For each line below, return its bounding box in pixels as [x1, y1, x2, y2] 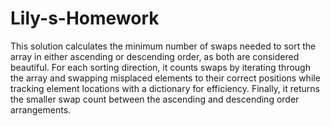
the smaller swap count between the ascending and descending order [10, 93, 300, 105]
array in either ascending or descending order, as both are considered [10, 50, 300, 62]
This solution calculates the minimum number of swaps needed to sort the [10, 40, 317, 52]
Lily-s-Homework [10, 7, 160, 30]
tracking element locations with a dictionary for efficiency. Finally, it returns [10, 82, 320, 94]
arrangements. [10, 103, 72, 116]
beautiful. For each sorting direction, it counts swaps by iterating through [10, 61, 311, 73]
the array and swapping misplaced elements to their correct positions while [10, 72, 321, 84]
